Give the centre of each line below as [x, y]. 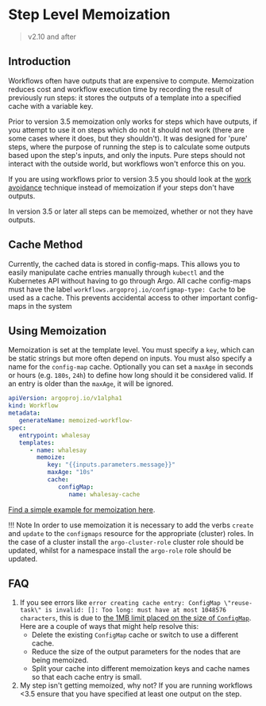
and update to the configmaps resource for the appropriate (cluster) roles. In [131, 533]
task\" [31, 610]
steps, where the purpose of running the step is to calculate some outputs [129, 147]
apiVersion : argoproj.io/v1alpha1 [66, 399]
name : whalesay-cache [104, 494]
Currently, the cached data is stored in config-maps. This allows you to [124, 264]
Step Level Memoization [89, 15]
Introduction [40, 62]
